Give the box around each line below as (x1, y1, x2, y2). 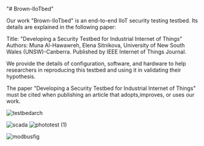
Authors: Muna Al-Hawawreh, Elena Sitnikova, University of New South (6, 42, 185, 49)
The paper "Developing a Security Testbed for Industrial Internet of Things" (6, 85, 197, 92)
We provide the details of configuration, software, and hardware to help (6, 60, 186, 67)
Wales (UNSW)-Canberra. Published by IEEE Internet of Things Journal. (6, 48, 187, 55)
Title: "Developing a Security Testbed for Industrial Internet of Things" (6, 35, 183, 42)
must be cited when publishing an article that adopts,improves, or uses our (6, 91, 195, 98)
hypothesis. (6, 73, 36, 80)
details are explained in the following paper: (6, 24, 116, 30)
